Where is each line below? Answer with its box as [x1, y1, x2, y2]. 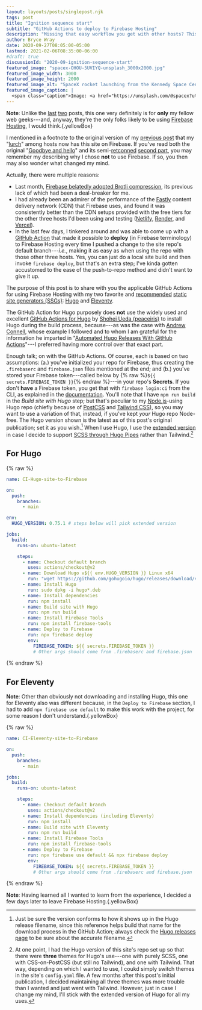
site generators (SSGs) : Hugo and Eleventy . [6, 296, 114, 304]
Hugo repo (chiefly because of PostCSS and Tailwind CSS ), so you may [6, 403, 183, 410]
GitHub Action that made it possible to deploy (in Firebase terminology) [14, 234, 192, 241]
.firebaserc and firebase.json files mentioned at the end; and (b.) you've [6, 365, 190, 372]
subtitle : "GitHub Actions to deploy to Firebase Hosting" [6, 25, 158, 32]
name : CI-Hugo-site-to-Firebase [6, 476, 87, 482]
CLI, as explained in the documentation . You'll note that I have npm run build [6, 391, 196, 398]
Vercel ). [14, 221, 35, 228]
